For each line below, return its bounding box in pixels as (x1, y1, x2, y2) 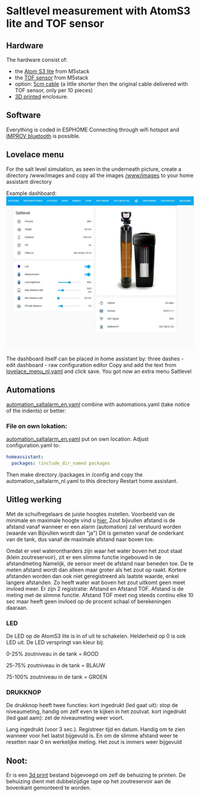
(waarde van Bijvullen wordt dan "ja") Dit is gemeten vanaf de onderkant (6, 529, 184, 536)
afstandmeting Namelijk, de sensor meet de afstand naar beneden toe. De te (6, 560, 194, 567)
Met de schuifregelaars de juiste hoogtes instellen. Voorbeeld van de (6, 510, 175, 517)
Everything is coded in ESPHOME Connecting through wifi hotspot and (6, 126, 180, 133)
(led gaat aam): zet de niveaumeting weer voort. (6, 714, 124, 721)
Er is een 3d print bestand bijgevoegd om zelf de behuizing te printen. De (6, 771, 186, 779)
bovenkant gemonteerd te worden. (6, 784, 91, 792)
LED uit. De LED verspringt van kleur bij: (6, 639, 104, 646)
